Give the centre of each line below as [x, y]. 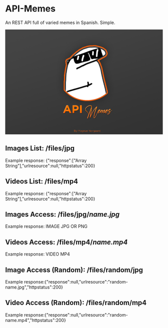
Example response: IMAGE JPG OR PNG [46, 226]
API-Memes [30, 9]
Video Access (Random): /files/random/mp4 [76, 303]
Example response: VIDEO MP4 [37, 254]
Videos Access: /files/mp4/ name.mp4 [66, 242]
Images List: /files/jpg [40, 149]
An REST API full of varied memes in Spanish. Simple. [60, 22]
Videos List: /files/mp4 [42, 181]
